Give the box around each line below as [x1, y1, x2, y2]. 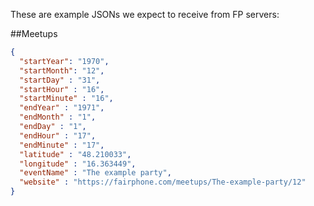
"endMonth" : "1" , [19, 112, 97, 123]
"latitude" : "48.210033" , [19, 149, 132, 159]
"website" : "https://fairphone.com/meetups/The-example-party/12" [19, 177, 307, 188]
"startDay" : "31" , [19, 75, 101, 85]
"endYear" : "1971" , [19, 103, 105, 113]
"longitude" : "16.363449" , [19, 159, 137, 169]
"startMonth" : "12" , [19, 65, 105, 76]
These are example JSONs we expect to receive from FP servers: [10, 9, 280, 20]
